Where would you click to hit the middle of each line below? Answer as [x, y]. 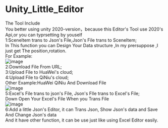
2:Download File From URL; [34, 67]
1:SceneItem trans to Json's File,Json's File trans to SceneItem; [71, 40]
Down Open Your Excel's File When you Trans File [57, 98]
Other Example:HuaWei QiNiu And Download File [56, 83]
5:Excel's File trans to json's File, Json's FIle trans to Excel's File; [72, 93]
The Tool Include [23, 23]
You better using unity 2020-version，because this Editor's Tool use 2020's [84, 29]
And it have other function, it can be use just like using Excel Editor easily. [82, 120]
